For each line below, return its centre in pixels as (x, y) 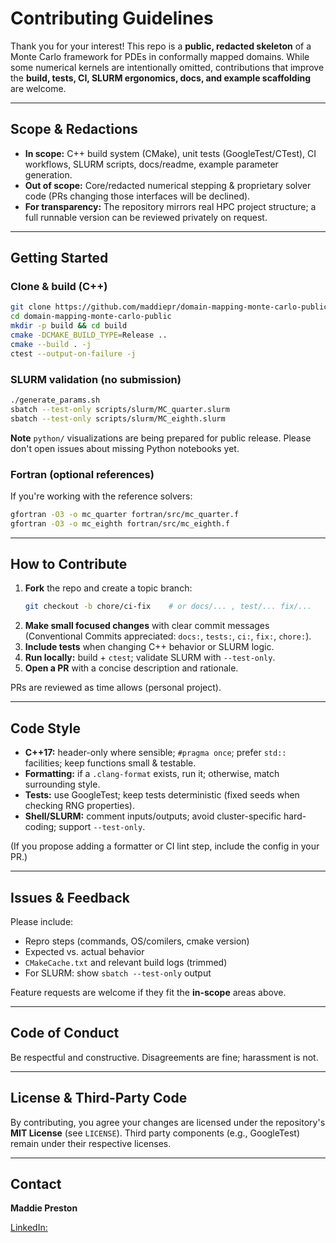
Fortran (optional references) (82, 474)
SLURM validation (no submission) (96, 379)
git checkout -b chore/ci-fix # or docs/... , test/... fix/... (168, 607)
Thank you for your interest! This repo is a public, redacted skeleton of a (161, 46)
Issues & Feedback (70, 897)
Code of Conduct (65, 1033)
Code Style (45, 728)
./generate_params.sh (55, 400)
